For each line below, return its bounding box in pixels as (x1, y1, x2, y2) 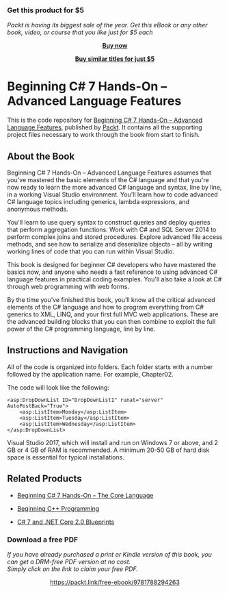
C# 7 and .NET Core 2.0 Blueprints (16, 518, 115, 526)
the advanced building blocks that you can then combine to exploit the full (7, 318, 216, 326)
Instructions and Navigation (7, 344, 129, 356)
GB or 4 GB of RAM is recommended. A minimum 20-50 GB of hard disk (7, 446, 210, 454)
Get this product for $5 (7, 5, 84, 15)
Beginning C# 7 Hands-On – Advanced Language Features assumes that (7, 168, 212, 177)
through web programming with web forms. (7, 283, 130, 291)
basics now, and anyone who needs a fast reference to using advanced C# (7, 268, 218, 276)
